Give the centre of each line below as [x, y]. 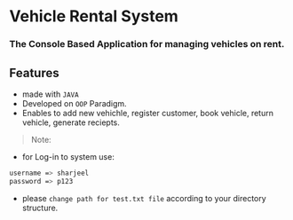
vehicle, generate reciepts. [71, 122]
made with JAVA [50, 94]
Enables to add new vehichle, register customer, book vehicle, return [147, 113]
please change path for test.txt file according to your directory [144, 198]
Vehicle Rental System [94, 16]
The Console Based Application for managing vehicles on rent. [147, 44]
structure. [40, 208]
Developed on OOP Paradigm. [74, 103]
